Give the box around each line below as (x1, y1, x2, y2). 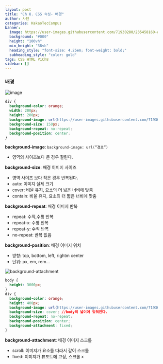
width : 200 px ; (9, 108, 38, 113)
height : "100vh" (9, 39, 42, 44)
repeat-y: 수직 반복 (12, 226, 49, 232)
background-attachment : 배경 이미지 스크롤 (5, 337, 92, 343)
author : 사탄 (5, 16, 30, 21)
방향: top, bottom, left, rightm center (12, 253, 84, 258)
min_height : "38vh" (9, 43, 49, 48)
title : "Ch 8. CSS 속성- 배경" (5, 12, 65, 17)
